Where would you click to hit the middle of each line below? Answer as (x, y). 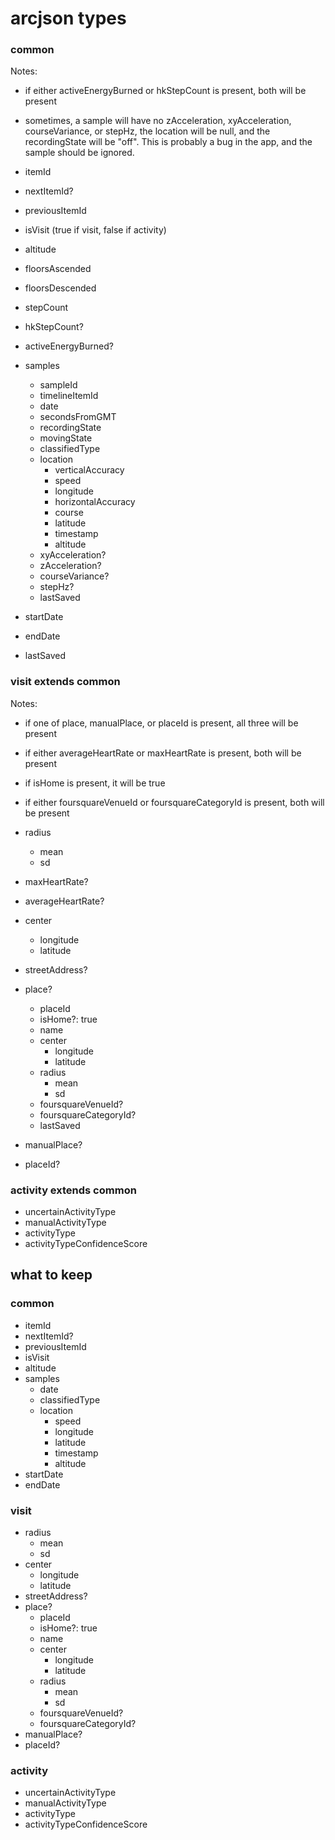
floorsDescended (60, 288)
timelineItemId (69, 396)
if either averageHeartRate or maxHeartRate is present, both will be (163, 753)
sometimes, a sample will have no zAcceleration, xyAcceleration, (158, 121)
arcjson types (68, 18)
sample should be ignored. (79, 153)
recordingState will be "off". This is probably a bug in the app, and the (168, 142)
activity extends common (73, 1190)
